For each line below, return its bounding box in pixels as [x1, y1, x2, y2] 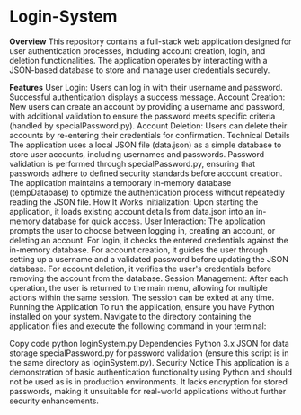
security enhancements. [9, 395, 99, 406]
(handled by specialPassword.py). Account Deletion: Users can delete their [9, 119, 288, 131]
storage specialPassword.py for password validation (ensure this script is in [9, 348, 289, 358]
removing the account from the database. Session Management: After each [9, 272, 288, 284]
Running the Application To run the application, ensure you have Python [9, 301, 276, 312]
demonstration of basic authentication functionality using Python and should [9, 366, 293, 377]
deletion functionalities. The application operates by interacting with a [9, 55, 268, 66]
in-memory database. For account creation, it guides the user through [9, 244, 268, 255]
